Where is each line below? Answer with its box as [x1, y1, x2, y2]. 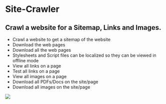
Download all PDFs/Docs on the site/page [12, 79, 98, 85]
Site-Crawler [5, 3, 60, 15]
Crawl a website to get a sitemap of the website [12, 36, 111, 42]
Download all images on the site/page [12, 84, 90, 90]
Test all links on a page [12, 68, 60, 74]
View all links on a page [12, 63, 61, 69]
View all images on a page [12, 74, 67, 79]
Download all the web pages [12, 47, 71, 53]
